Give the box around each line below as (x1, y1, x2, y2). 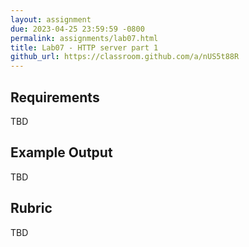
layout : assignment (10, 14, 92, 25)
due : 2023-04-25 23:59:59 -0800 (10, 24, 145, 34)
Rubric (10, 200, 53, 217)
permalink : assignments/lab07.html (10, 33, 159, 43)
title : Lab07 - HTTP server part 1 (10, 42, 159, 53)
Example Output (10, 144, 113, 161)
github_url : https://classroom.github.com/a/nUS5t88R (10, 52, 240, 62)
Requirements (10, 89, 100, 106)
